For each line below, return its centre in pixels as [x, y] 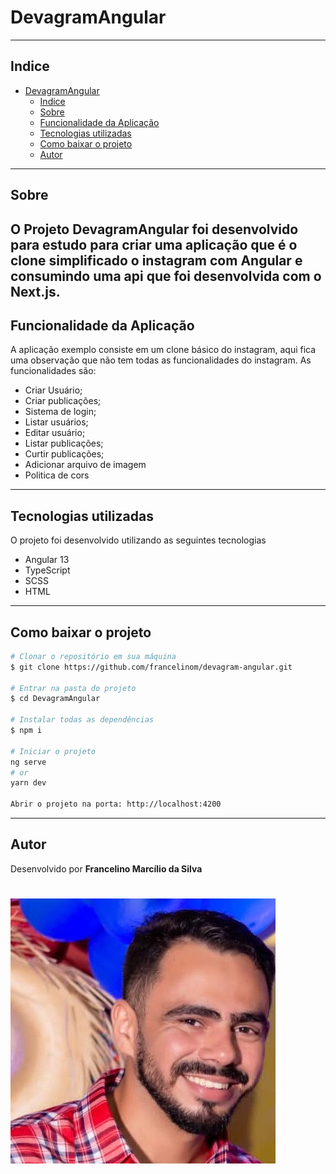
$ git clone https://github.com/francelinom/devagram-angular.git [151, 667]
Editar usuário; [55, 433]
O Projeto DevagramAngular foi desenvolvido [154, 229]
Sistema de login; [60, 412]
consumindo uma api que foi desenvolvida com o [166, 276]
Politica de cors [57, 475]
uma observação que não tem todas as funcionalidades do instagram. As [161, 360]
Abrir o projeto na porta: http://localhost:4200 [116, 804]
